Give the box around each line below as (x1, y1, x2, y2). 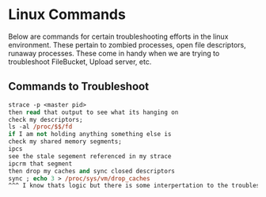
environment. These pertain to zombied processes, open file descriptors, (8, 40, 247, 49)
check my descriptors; (8, 116, 83, 123)
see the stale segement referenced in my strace (8, 152, 172, 160)
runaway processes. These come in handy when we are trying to (8, 48, 220, 58)
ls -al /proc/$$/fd (8, 123, 73, 131)
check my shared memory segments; (8, 138, 123, 146)
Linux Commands (8, 6, 127, 24)
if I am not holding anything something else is (8, 131, 172, 138)
